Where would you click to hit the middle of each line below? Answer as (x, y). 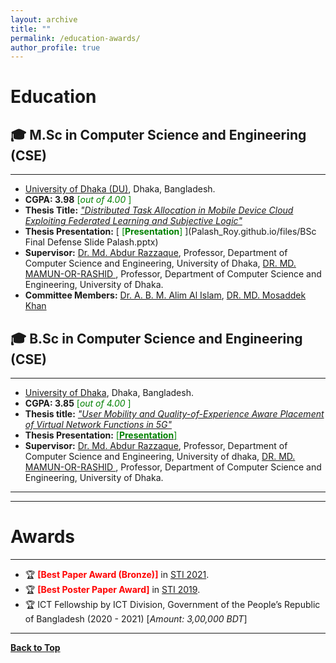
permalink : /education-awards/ (75, 38)
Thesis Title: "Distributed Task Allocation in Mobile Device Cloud (159, 210)
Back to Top (35, 647)
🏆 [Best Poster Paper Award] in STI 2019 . (112, 589)
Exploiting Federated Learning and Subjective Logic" (133, 221)
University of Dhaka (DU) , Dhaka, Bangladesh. (120, 189)
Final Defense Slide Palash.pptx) (91, 242)
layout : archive (44, 19)
